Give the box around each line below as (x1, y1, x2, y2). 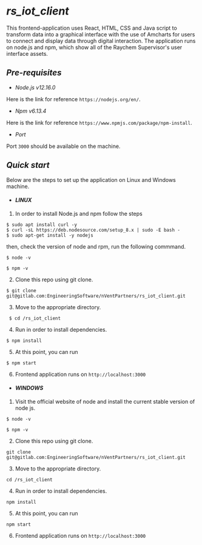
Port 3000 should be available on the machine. (6, 142, 121, 150)
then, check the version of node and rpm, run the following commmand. (6, 242, 186, 250)
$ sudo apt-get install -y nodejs (6, 232, 94, 238)
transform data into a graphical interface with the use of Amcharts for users (6, 30, 195, 38)
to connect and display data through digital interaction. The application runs (6, 37, 196, 44)
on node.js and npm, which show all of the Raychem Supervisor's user (6, 44, 183, 51)
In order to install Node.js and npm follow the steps (15, 210, 143, 217)
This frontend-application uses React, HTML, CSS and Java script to (6, 24, 177, 32)
